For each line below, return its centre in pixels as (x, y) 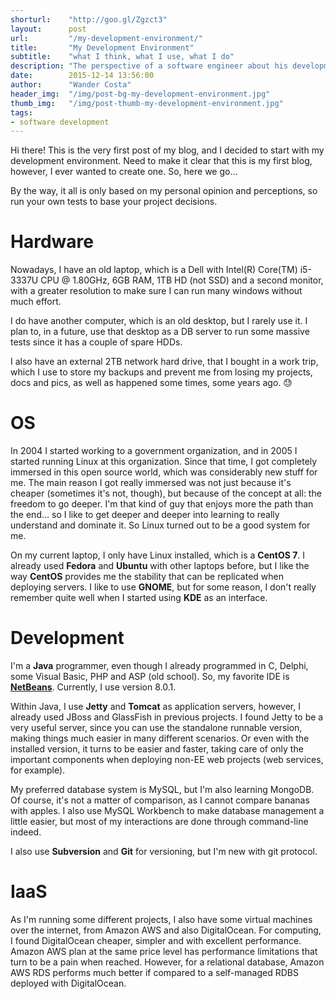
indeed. (26, 832)
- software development (60, 122)
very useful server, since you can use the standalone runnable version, (156, 728)
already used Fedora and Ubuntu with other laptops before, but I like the (160, 566)
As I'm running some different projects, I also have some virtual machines (161, 919)
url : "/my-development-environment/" (106, 38)
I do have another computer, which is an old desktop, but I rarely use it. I (159, 321)
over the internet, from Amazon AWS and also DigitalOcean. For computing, (166, 930)
